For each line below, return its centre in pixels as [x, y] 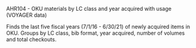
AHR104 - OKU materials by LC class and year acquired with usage [89, 9]
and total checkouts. [31, 39]
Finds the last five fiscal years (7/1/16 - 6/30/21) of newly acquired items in [98, 27]
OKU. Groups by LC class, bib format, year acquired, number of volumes [96, 33]
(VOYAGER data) [27, 15]
